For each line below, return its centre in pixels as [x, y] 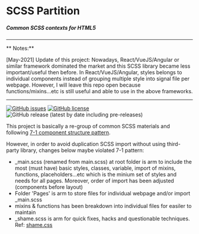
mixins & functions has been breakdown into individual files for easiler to [103, 206]
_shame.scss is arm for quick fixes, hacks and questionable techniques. [102, 219]
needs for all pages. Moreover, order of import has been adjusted [94, 181]
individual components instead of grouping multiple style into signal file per [98, 79]
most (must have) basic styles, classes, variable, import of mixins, [95, 168]
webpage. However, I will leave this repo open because [73, 85]
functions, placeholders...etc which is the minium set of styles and [95, 175]
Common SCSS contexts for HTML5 [51, 27]
